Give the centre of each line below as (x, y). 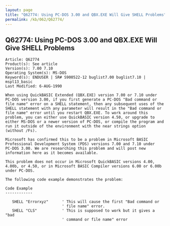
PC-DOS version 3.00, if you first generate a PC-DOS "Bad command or (81, 100)
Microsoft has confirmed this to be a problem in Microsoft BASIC (77, 140)
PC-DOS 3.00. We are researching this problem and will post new (75, 149)
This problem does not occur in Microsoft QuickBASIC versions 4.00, (80, 162)
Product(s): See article (31, 64)
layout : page (19, 10)
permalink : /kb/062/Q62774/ (35, 19)
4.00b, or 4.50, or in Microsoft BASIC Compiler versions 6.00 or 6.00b (83, 166)
